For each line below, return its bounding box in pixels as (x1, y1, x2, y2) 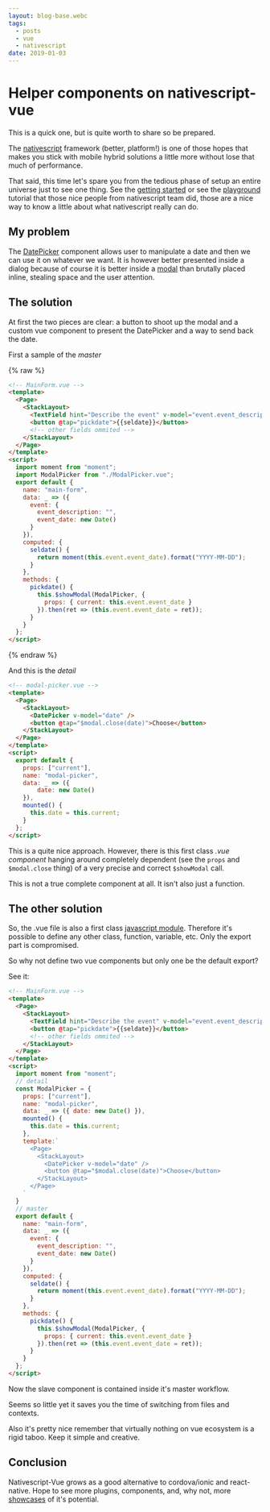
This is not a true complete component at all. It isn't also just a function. (8, 879, 245, 888)
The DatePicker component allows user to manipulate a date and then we (8, 247, 251, 256)
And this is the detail (8, 666, 76, 675)
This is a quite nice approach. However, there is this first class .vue (8, 845, 230, 855)
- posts (15, 27, 42, 35)
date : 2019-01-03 (8, 49, 67, 57)
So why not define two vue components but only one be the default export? (8, 956, 259, 966)
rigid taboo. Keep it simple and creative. (8, 1432, 141, 1442)
